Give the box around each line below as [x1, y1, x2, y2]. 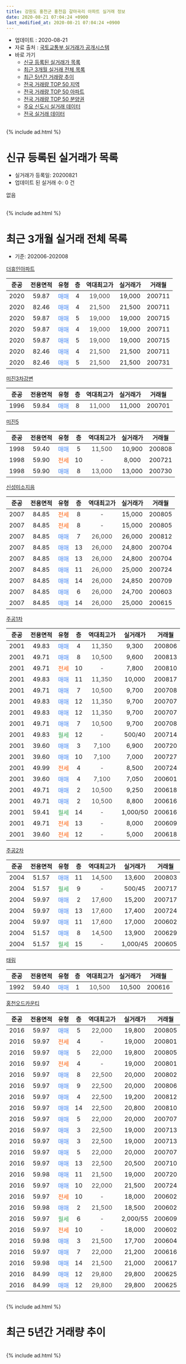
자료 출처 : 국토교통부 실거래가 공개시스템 [14, 44, 110, 51]
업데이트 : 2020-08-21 [14, 37, 68, 44]
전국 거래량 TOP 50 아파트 [23, 88, 84, 95]
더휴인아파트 [6, 265, 35, 272]
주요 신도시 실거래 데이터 [23, 103, 81, 110]
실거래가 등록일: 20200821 [14, 172, 78, 179]
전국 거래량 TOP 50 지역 [23, 81, 80, 88]
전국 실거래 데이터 [23, 110, 65, 118]
